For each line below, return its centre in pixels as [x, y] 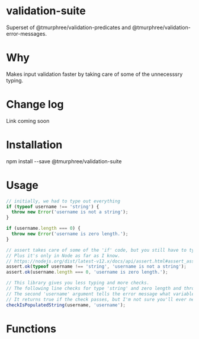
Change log [35, 104]
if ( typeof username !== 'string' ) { [53, 207]
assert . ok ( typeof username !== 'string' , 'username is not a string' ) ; [96, 267]
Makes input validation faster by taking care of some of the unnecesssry [94, 74]
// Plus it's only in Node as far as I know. [63, 256]
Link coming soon [28, 121]
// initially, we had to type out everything [63, 201]
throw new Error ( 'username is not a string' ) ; [70, 212]
